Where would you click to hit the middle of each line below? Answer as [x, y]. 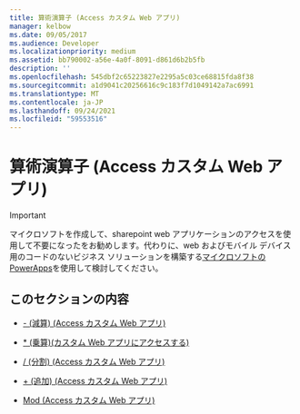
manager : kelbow [40, 26]
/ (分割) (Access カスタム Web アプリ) [94, 361]
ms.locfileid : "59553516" [58, 119]
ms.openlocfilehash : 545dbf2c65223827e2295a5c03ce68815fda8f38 [132, 77]
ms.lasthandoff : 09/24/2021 [63, 111]
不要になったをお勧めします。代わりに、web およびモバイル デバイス [162, 245]
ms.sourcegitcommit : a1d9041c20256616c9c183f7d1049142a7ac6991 [132, 85]
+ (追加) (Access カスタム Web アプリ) [95, 380]
